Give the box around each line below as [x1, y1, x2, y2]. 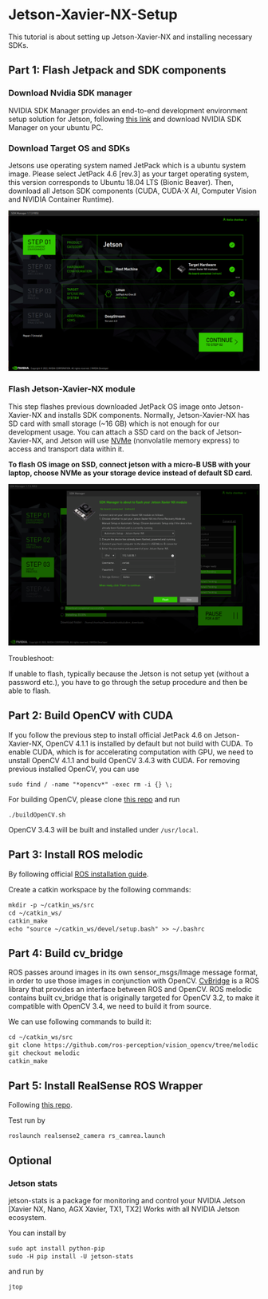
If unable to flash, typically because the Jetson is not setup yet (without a [8, 668, 250, 679]
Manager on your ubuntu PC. [8, 122, 104, 132]
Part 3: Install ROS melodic [8, 848, 144, 862]
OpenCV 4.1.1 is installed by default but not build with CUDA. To [45, 738, 254, 748]
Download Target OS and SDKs [8, 142, 130, 153]
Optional [8, 1154, 52, 1167]
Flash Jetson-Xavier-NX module [8, 384, 136, 395]
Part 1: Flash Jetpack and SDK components [8, 64, 227, 77]
